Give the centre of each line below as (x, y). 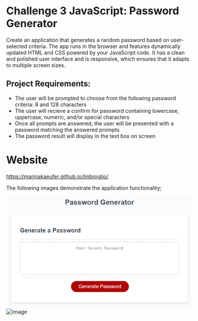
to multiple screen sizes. (36, 65)
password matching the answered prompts (67, 129)
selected (17, 46)
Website (27, 160)
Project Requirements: (48, 84)
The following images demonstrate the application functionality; (84, 187)
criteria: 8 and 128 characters (51, 104)
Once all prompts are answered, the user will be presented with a (94, 123)
